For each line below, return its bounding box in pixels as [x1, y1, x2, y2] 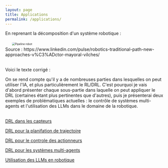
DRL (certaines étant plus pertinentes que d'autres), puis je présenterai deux [5, 92, 163, 98]
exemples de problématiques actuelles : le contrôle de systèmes [5, 98, 138, 104]
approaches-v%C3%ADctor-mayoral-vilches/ [5, 52, 100, 58]
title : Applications [5, 12, 49, 17]
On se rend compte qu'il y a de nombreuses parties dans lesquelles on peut [5, 76, 162, 83]
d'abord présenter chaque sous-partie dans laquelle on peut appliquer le [5, 87, 155, 93]
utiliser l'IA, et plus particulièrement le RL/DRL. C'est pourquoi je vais [5, 82, 147, 88]
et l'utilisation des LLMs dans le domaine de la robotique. [20, 103, 138, 109]
